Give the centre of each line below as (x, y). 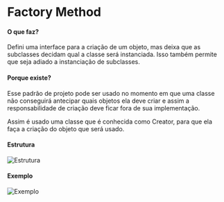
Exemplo (20, 176)
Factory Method (54, 12)
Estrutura (21, 145)
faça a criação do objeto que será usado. (66, 128)
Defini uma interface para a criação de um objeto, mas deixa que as (104, 47)
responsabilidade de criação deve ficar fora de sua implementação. (104, 108)
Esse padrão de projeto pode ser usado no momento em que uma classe (111, 93)
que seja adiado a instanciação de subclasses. (74, 62)
